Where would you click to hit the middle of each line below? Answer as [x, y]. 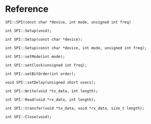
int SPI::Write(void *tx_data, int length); [52, 91]
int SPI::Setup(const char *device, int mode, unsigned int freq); [76, 48]
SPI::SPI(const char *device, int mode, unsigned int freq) [68, 22]
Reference [27, 9]
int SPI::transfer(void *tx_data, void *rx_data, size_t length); [75, 108]
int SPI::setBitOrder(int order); [41, 74]
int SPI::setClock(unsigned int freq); [46, 65]
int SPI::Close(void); [28, 117]
